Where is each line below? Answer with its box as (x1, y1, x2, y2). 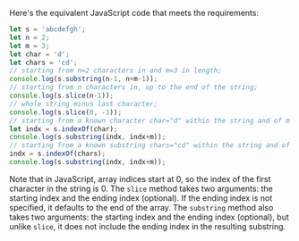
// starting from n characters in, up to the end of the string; (9, 83, 258, 92)
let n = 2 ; (9, 33, 50, 42)
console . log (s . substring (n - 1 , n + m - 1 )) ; (9, 75, 158, 84)
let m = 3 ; (9, 41, 50, 50)
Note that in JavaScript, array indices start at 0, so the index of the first (9, 173, 271, 184)
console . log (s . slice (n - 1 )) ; (9, 91, 115, 100)
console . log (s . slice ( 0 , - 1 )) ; (9, 107, 123, 117)
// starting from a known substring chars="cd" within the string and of (9, 141, 291, 150)
